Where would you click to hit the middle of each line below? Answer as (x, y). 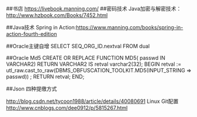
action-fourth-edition (31, 34)
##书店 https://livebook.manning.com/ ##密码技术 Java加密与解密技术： (94, 9)
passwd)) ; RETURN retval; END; (45, 76)
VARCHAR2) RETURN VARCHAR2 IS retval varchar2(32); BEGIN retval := (94, 64)
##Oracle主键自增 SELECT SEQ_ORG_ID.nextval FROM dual (78, 46)
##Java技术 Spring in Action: (41, 27)
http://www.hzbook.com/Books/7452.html (57, 15)
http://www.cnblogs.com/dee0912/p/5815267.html (67, 108)
